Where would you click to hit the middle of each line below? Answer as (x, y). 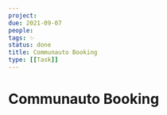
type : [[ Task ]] (33, 60)
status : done (30, 45)
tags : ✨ (21, 38)
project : (23, 15)
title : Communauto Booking (53, 52)
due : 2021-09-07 (35, 23)
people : (21, 30)
